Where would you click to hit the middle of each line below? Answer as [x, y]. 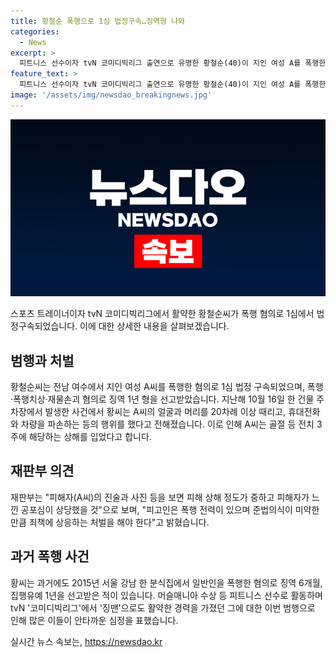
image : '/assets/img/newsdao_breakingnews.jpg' [111, 95]
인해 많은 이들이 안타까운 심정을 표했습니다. [94, 620]
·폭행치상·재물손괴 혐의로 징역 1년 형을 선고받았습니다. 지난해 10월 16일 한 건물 [162, 399]
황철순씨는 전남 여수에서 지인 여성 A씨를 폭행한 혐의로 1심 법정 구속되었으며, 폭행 [167, 387]
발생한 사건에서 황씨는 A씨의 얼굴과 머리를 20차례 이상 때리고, [165, 412]
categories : [35, 31]
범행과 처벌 [42, 360]
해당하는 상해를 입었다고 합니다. [90, 437]
